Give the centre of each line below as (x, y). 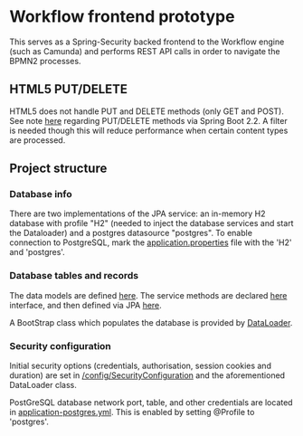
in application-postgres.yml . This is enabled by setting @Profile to (132, 412)
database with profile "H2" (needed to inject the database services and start (151, 223)
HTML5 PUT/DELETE (69, 89)
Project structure (58, 169)
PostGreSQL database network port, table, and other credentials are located (151, 403)
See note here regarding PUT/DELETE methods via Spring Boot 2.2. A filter (148, 120)
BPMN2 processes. (45, 61)
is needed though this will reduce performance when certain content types (149, 130)
